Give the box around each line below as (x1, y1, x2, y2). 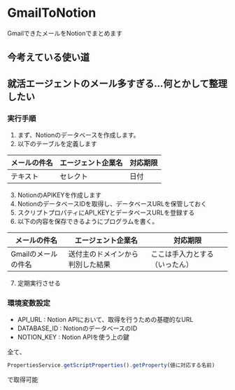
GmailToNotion (7, 5, 97, 21)
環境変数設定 (7, 298, 51, 308)
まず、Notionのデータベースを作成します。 (17, 131, 140, 140)
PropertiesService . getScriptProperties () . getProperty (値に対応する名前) (7, 362, 215, 369)
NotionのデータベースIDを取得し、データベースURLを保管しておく (17, 200, 208, 208)
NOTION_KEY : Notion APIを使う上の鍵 (17, 333, 129, 342)
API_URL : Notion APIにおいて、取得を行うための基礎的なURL (17, 316, 194, 324)
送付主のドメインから (68, 249, 138, 259)
